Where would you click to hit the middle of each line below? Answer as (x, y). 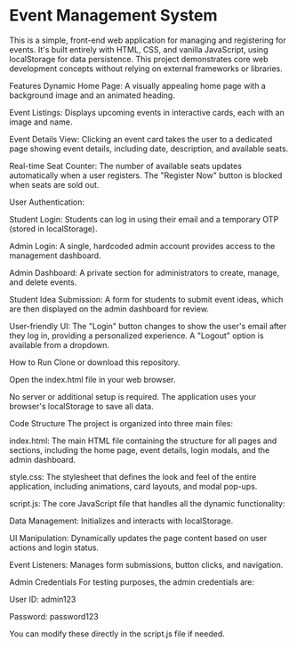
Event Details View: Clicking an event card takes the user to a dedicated (141, 139)
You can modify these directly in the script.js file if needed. (117, 634)
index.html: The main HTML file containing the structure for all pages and (143, 441)
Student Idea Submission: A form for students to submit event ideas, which (146, 299)
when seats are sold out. (54, 184)
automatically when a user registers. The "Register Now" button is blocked (146, 175)
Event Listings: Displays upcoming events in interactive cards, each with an (147, 112)
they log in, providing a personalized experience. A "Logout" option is (136, 336)
